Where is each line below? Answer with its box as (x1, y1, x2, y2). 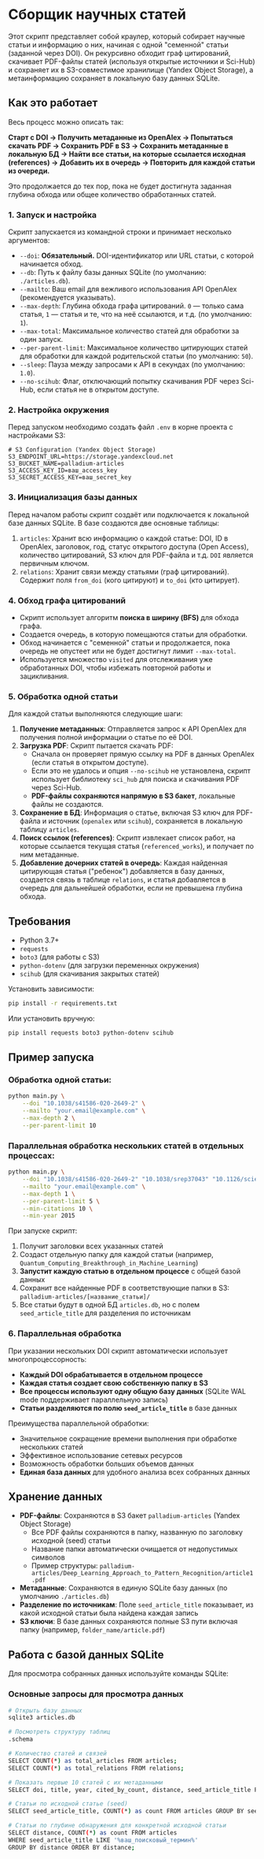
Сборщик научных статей (8, 6, 186, 24)
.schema (8, 1735, 34, 1743)
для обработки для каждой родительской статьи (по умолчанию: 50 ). (19, 351, 254, 361)
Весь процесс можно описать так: (8, 117, 124, 127)
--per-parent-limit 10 (22, 1121, 97, 1129)
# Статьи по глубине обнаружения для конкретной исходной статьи (8, 1822, 226, 1830)
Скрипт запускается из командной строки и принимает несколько (8, 227, 232, 237)
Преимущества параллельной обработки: (8, 1418, 149, 1428)
